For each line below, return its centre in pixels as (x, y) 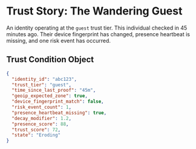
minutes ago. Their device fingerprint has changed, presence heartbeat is (98, 34)
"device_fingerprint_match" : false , (58, 102)
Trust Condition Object (50, 59)
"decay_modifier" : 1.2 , (41, 118)
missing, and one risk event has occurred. (58, 40)
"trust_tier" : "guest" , (41, 85)
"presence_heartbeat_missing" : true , (59, 113)
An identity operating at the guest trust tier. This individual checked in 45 (97, 28)
